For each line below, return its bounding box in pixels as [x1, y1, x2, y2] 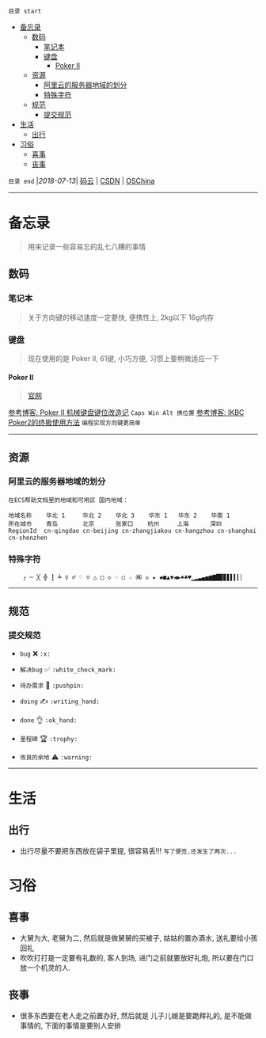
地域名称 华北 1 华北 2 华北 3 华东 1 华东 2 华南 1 [8, 511, 230, 519]
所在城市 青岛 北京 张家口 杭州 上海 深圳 [8, 519, 222, 528]
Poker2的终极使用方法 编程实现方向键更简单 [8, 418, 141, 428]
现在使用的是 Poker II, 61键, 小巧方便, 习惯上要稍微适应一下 [27, 353, 219, 363]
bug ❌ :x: [19, 648, 51, 658]
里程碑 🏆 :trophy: [19, 733, 78, 743]
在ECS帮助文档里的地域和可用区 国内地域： [8, 496, 129, 504]
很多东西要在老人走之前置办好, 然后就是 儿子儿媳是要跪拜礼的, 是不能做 [19, 1010, 252, 1020]
